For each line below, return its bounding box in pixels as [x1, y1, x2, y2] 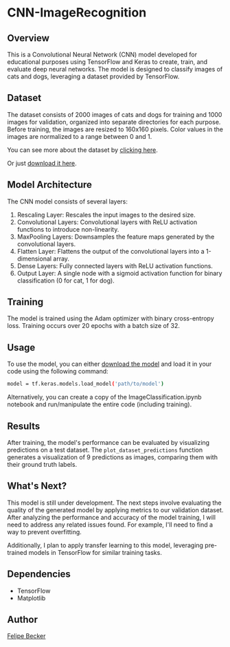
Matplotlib [16, 593, 46, 602]
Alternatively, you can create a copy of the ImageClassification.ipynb [7, 393, 202, 402]
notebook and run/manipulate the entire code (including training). [7, 400, 192, 408]
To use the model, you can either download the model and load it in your [7, 360, 212, 369]
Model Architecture [7, 179, 93, 190]
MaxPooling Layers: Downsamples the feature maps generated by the [16, 232, 215, 241]
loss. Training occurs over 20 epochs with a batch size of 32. [7, 322, 180, 330]
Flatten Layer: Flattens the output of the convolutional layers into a [16, 247, 205, 255]
